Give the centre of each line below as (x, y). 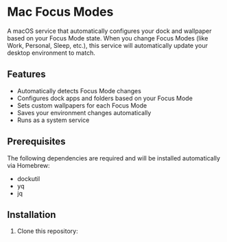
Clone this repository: (47, 231)
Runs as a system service (53, 120)
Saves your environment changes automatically (84, 112)
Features (26, 74)
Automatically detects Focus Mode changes (79, 90)
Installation (32, 214)
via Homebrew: (28, 165)
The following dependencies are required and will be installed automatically (114, 158)
